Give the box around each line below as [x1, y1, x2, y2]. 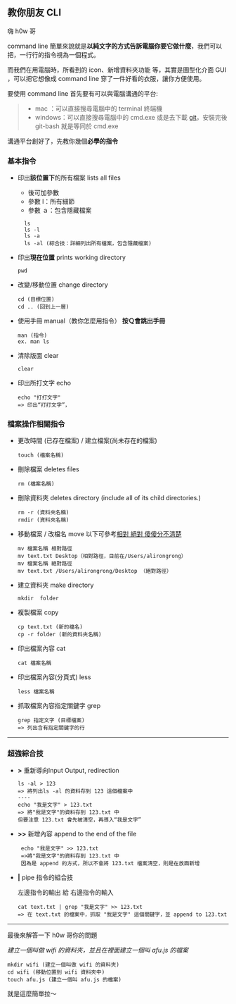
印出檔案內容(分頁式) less [17, 673, 91, 681]
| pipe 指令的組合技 [17, 873, 74, 881]
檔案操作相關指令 [7, 419, 65, 429]
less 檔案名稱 [17, 688, 55, 695]
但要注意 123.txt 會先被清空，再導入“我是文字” [17, 816, 142, 823]
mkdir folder [17, 595, 59, 602]
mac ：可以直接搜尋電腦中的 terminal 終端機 [34, 104, 163, 113]
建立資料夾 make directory [17, 581, 94, 590]
